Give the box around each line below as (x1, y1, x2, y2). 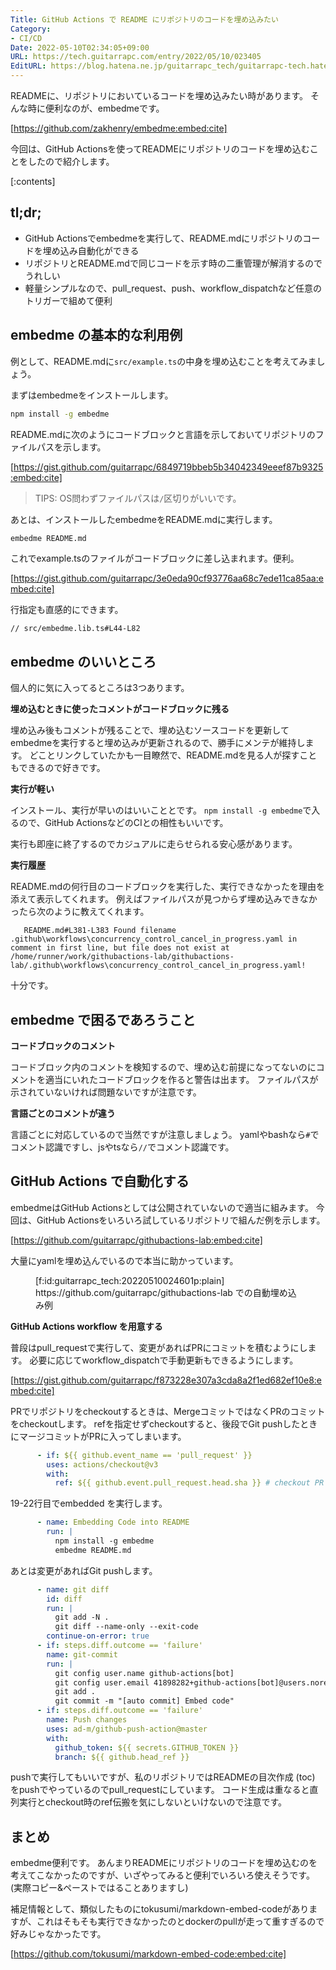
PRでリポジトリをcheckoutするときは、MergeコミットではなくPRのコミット (10, 1405, 326, 1417)
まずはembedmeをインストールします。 (10, 389, 174, 401)
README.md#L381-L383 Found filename (23, 926, 177, 936)
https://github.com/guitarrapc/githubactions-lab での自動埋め (35, 1286, 288, 1298)
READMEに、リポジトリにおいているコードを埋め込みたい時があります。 (10, 90, 309, 101)
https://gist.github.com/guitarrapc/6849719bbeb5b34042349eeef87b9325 (13, 461, 324, 473)
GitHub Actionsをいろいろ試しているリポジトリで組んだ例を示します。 (36, 1214, 326, 1226)
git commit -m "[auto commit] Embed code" (54, 1696, 235, 1706)
